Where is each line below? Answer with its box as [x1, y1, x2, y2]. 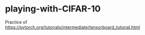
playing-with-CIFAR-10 [5, 3, 101, 14]
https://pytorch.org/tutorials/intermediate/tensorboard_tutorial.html [5, 24, 141, 30]
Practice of [5, 19, 27, 25]
